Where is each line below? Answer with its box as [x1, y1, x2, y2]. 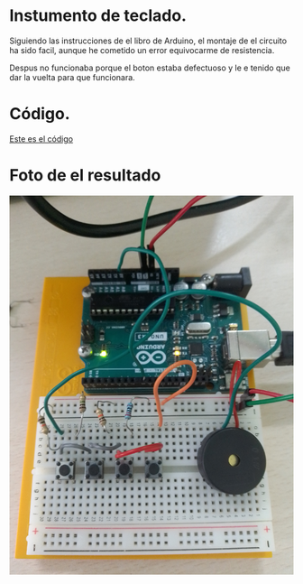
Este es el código [9, 133, 74, 144]
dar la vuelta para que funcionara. [9, 71, 135, 82]
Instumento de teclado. [9, 5, 188, 26]
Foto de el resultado [9, 165, 161, 186]
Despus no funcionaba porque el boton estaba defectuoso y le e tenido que [9, 62, 290, 73]
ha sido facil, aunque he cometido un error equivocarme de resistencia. [9, 44, 275, 55]
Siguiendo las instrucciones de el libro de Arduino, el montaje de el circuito [9, 35, 287, 46]
